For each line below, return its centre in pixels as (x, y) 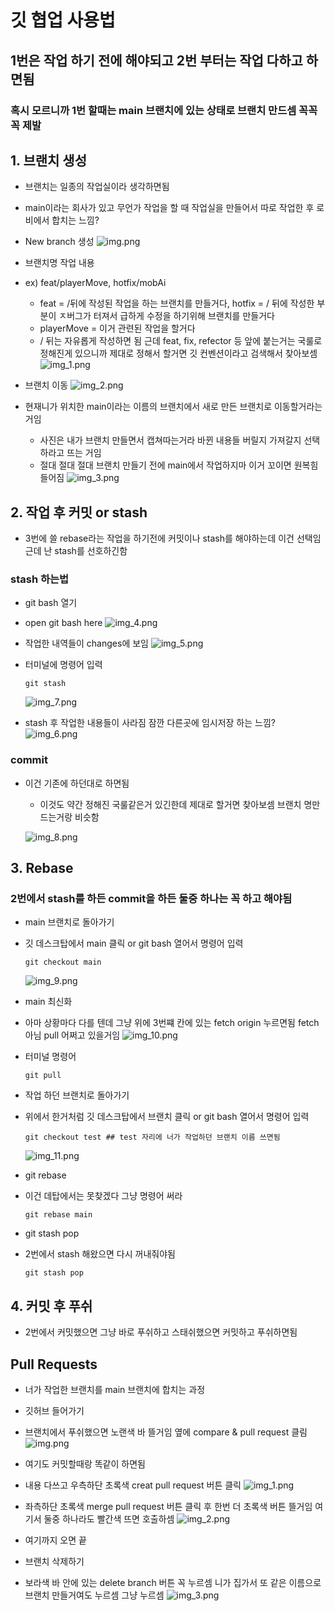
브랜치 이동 (46, 385)
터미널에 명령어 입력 (63, 665)
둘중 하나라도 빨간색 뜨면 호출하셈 (109, 1519)
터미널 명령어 (50, 1057)
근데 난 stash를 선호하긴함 (76, 551)
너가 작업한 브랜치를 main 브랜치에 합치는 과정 (115, 1390)
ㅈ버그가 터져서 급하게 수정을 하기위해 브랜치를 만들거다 (166, 316)
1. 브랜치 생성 (48, 160)
